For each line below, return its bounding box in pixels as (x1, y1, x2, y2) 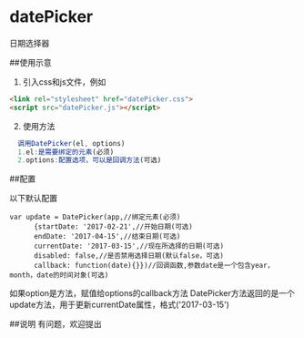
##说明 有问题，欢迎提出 (9, 319, 102, 330)
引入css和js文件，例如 (22, 76, 106, 87)
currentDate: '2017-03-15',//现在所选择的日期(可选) (33, 241, 225, 251)
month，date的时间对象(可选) (9, 271, 109, 280)
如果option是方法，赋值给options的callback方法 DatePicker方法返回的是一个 (9, 288, 296, 299)
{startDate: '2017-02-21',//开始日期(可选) (33, 222, 193, 231)
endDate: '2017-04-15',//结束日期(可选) (33, 232, 181, 241)
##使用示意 (9, 56, 52, 67)
